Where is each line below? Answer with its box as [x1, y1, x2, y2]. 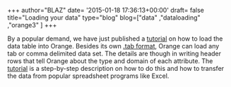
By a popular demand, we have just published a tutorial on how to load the [7, 34, 223, 43]
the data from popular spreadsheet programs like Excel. [7, 72, 170, 80]
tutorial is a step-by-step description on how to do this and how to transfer [7, 65, 225, 72]
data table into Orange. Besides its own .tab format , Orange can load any [7, 42, 220, 50]
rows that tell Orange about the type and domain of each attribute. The [7, 57, 213, 65]
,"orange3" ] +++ [7, 21, 57, 29]
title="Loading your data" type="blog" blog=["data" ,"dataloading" [7, 13, 201, 22]
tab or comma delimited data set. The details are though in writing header [7, 49, 221, 58]
